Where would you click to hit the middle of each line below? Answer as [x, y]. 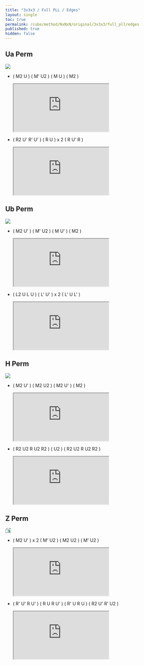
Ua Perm [19, 54]
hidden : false [20, 34]
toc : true [16, 19]
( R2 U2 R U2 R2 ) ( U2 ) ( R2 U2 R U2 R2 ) [57, 449]
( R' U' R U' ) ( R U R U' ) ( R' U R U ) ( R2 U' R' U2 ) [66, 604]
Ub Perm [19, 209]
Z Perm [17, 518]
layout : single [21, 15]
